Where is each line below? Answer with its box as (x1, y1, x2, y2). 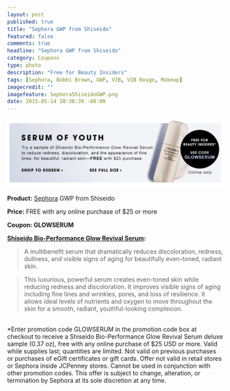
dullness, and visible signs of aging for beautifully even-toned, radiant (23, 255, 222, 263)
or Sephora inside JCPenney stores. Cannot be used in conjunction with (7, 361, 211, 370)
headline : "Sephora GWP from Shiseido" (7, 47, 122, 54)
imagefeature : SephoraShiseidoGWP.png (7, 91, 118, 98)
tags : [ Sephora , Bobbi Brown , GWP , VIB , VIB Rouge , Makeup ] (7, 76, 183, 83)
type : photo (7, 62, 41, 69)
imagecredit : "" (7, 83, 54, 91)
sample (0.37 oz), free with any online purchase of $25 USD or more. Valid (7, 340, 218, 348)
